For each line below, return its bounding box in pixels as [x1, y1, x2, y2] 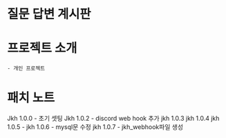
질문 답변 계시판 [7, 6, 91, 22]
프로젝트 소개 [7, 41, 77, 56]
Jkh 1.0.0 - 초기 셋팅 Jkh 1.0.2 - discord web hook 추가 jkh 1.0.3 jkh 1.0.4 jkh [7, 115, 220, 123]
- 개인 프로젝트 [7, 65, 46, 72]
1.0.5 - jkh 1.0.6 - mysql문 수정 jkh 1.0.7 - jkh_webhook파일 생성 [7, 123, 184, 131]
